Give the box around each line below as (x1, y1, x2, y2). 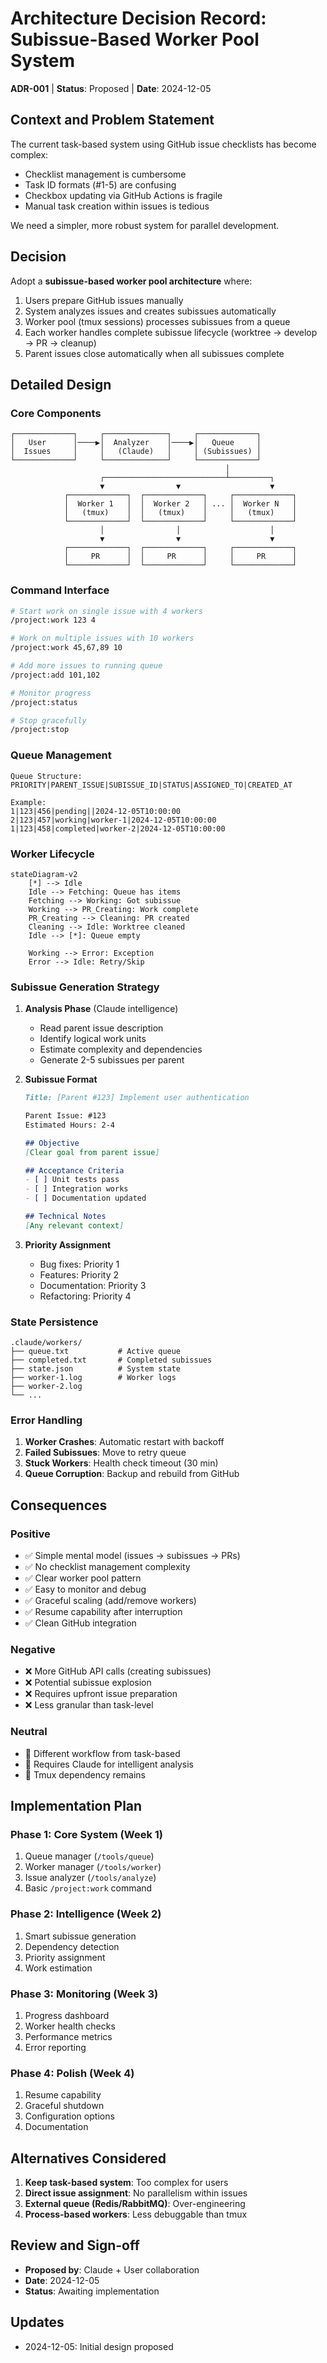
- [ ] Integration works (24, 1184, 129, 1194)
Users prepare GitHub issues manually (24, 294, 184, 306)
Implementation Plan (10, 1798, 143, 1815)
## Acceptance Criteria (24, 1165, 125, 1176)
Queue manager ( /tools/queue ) (24, 1850, 155, 1862)
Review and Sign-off (10, 2237, 140, 2254)
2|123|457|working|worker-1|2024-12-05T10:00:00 (10, 815, 217, 825)
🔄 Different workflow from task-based (24, 1747, 181, 1759)
